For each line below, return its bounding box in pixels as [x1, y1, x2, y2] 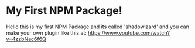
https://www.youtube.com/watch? [87, 29, 170, 36]
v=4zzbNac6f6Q [6, 35, 47, 42]
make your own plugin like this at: [6, 29, 87, 36]
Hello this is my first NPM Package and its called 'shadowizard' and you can [6, 23, 189, 30]
